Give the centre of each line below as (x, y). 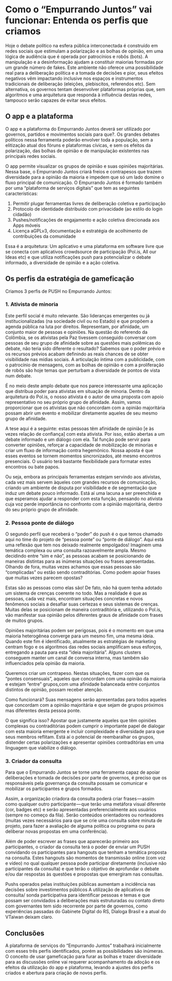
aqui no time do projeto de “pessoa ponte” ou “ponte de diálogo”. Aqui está (84, 540)
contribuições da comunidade (44, 236)
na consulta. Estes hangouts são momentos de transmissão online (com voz (85, 858)
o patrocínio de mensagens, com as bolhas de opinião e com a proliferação (85, 365)
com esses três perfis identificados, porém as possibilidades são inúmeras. (85, 951)
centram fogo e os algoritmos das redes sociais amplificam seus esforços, (84, 647)
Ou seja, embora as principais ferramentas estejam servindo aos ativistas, (83, 476)
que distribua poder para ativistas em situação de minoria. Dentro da (78, 391)
